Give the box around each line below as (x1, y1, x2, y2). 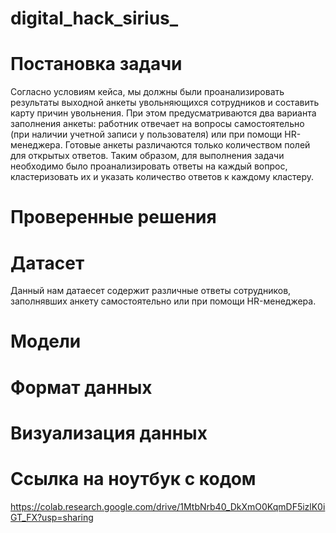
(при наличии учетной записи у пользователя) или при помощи (10, 128, 283, 141)
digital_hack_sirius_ (10, 7, 179, 30)
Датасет (10, 252, 85, 274)
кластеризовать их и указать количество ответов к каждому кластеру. (10, 171, 315, 183)
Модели (10, 330, 82, 353)
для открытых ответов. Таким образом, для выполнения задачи (10, 150, 285, 162)
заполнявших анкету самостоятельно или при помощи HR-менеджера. (10, 295, 317, 307)
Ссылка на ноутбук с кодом (10, 468, 257, 490)
